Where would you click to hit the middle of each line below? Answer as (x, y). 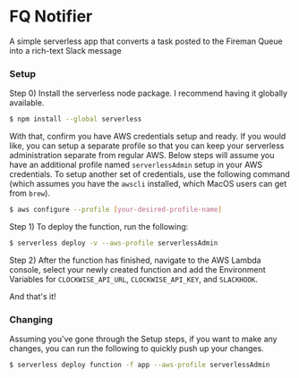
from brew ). (30, 193)
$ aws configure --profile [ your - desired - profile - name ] (115, 210)
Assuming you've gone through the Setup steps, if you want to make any (143, 339)
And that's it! (33, 296)
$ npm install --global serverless (76, 119)
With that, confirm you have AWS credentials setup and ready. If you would (148, 137)
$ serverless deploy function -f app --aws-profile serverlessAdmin (140, 365)
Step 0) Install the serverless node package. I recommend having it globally (149, 93)
